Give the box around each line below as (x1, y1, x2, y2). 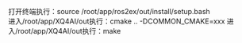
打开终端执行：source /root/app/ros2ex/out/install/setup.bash (8, 7, 210, 16)
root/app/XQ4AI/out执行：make (17, 27, 121, 35)
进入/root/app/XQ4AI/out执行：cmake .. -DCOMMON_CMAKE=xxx (8, 16, 225, 26)
